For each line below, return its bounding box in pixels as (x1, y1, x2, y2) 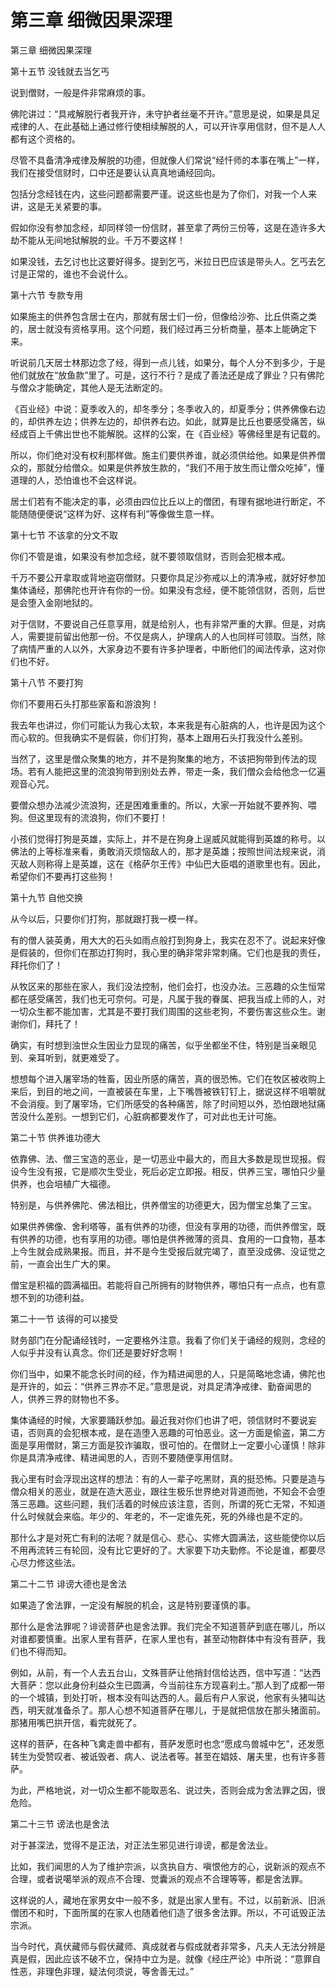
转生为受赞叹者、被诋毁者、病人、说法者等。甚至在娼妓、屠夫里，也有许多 (10, 1750, 317, 1762)
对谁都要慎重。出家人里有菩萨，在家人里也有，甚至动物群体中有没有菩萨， (10, 1632, 317, 1645)
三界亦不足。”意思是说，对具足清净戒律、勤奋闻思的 (101, 1380, 312, 1392)
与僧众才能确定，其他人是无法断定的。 (10, 381, 168, 393)
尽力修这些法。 (18, 1556, 81, 1568)
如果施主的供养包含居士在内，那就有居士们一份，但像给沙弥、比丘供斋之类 (10, 310, 317, 322)
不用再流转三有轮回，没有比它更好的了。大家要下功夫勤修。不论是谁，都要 (10, 1544, 317, 1556)
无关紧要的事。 (44, 200, 107, 212)
